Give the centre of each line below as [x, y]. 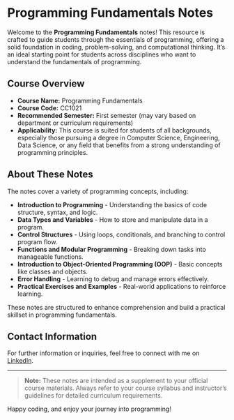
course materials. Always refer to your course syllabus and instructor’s [126, 388]
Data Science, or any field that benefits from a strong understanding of [119, 145]
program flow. [37, 241]
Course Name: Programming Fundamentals [80, 100]
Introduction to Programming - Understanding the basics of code [112, 204]
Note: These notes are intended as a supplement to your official [116, 381]
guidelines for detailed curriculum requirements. [93, 396]
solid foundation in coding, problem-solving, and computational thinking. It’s [116, 47]
